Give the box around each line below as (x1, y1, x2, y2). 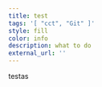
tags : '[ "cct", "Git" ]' (8, 19, 95, 27)
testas (8, 72, 29, 81)
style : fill (8, 27, 48, 35)
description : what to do (8, 42, 92, 50)
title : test (8, 11, 48, 20)
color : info (8, 34, 48, 43)
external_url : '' (8, 49, 67, 57)
